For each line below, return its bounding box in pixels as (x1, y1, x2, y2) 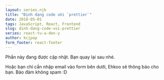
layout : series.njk (5, 7, 47, 13)
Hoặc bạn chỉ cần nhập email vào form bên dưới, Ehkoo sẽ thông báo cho (5, 63, 159, 69)
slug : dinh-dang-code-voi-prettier (5, 26, 81, 31)
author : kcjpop (5, 36, 38, 41)
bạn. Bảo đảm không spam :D (5, 69, 68, 75)
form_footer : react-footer (5, 40, 62, 45)
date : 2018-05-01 (5, 17, 42, 22)
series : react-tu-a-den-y (5, 31, 60, 36)
